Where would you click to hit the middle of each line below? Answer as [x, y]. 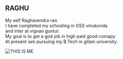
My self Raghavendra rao [31, 20]
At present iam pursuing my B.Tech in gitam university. [61, 41]
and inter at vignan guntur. [33, 31]
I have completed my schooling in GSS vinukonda [56, 25]
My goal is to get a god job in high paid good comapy [60, 36]
